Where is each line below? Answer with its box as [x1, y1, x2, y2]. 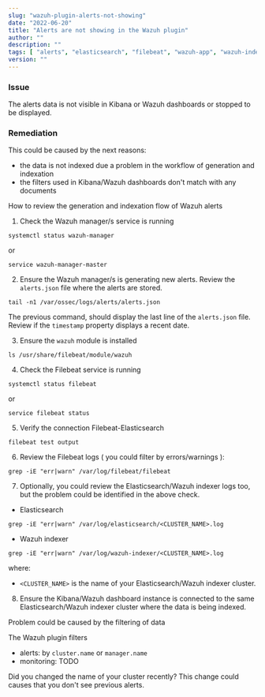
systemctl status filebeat [8, 380, 97, 388]
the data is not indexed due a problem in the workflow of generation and [19, 161, 255, 171]
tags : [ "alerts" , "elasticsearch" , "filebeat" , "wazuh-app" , [8, 48, 217, 56]
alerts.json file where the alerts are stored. [19, 283, 163, 293]
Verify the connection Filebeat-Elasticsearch [19, 423, 164, 433]
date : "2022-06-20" [8, 19, 73, 27]
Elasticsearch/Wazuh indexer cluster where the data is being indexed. [19, 602, 247, 612]
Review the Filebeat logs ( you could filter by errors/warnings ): [19, 452, 225, 462]
